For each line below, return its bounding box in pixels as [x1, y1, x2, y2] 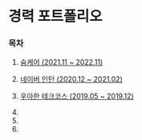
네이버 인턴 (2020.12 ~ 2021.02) [19, 74, 123, 84]
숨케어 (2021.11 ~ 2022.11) [19, 58, 103, 67]
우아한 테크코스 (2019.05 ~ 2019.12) [19, 91, 134, 101]
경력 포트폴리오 [8, 7, 103, 26]
